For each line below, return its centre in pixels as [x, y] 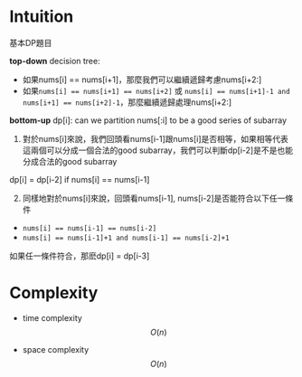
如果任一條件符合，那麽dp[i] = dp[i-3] [80, 256]
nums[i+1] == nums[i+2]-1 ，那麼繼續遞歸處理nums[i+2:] [127, 102]
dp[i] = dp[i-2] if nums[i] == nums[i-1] [80, 179]
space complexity [56, 349]
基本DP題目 [31, 42]
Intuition [42, 17]
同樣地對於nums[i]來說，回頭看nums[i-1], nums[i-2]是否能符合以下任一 [154, 198]
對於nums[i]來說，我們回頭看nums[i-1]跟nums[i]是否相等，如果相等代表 [156, 138]
